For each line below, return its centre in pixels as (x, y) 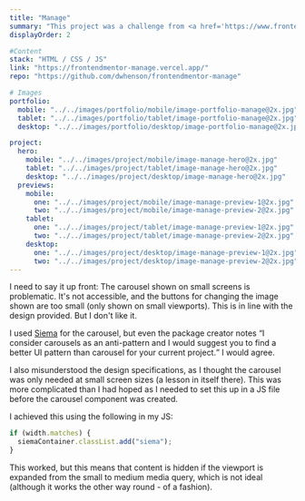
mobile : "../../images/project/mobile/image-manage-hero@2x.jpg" (152, 160)
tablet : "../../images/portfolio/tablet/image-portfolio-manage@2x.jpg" (158, 118)
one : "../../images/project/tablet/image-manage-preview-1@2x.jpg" (164, 228)
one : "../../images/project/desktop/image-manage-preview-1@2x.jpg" (166, 252)
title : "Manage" (40, 18)
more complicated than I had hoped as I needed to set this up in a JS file (145, 389)
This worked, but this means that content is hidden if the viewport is (137, 467)
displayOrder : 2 (40, 34)
